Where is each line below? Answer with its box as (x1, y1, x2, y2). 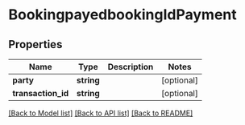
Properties (8, 38, 63, 51)
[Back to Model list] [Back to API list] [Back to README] (8, 108, 193, 118)
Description (107, 62, 154, 72)
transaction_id (12, 88, 69, 99)
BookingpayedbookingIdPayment (8, 6, 238, 24)
